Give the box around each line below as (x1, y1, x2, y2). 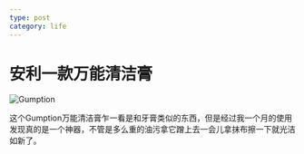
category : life (9, 22, 67, 31)
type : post (9, 13, 51, 23)
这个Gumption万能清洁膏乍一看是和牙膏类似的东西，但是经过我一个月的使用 (9, 112, 293, 123)
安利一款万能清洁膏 (9, 63, 153, 84)
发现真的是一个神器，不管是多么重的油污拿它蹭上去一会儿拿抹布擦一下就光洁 (9, 124, 296, 135)
